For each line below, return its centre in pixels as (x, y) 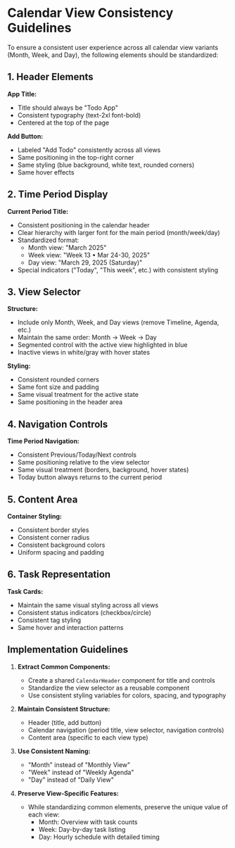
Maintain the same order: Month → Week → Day (87, 337)
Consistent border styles (53, 530)
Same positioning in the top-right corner (76, 157)
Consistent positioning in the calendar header (83, 225)
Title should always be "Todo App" (68, 108)
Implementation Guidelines (68, 650)
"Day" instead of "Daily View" (71, 780)
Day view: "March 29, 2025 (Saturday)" (85, 262)
